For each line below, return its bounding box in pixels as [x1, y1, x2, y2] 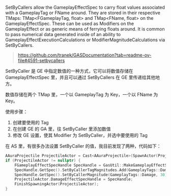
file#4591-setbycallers [17, 58, 65, 63]
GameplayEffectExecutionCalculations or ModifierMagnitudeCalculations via [5, 37, 165, 43]
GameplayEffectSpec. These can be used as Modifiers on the [5, 20, 134, 26]
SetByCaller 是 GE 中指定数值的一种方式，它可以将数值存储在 [5, 68, 133, 74]
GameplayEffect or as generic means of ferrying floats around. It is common [5, 26, 165, 32]
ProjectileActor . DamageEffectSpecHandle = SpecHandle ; [14, 177, 133, 182]
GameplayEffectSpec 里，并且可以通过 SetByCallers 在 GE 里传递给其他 [5, 74, 156, 80]
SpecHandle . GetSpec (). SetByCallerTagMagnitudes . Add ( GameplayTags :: [14, 167, 160, 173]
